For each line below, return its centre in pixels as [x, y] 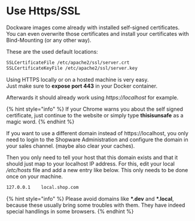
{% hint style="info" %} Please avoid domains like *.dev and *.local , [90, 198]
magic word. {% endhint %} [40, 122]
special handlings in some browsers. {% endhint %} [70, 211]
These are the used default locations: [52, 51]
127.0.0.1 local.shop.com [42, 187]
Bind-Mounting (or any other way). [49, 40]
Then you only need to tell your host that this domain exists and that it [92, 157]
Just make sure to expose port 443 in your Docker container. [82, 86]
